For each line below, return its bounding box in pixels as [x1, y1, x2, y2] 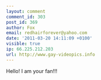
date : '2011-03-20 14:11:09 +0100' [6, 35, 93, 41]
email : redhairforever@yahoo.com [6, 30, 88, 36]
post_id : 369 [6, 19, 38, 25]
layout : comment [6, 8, 46, 14]
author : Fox [6, 24, 35, 31]
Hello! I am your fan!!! [6, 67, 58, 74]
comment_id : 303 [6, 14, 46, 20]
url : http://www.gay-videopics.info [6, 52, 95, 57]
